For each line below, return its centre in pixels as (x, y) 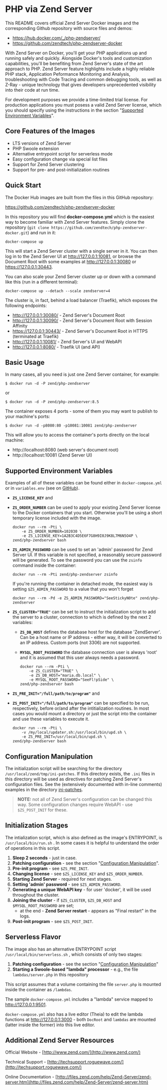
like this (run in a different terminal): (42, 282)
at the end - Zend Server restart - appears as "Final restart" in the (88, 911)
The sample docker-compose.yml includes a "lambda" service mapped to (79, 999)
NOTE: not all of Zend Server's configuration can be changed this (85, 799)
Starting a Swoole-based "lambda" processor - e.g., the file (75, 969)
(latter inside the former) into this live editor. (50, 1025)
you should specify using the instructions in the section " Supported (74, 110)
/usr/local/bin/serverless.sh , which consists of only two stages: (74, 954)
